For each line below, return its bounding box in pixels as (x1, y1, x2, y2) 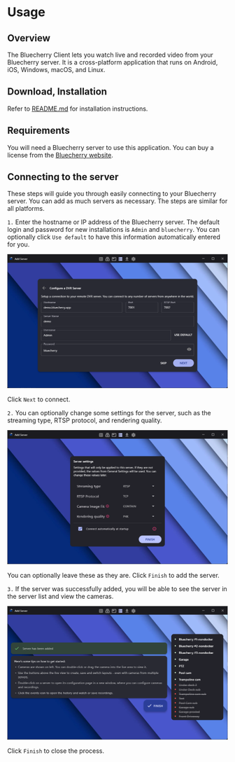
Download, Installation (7, 85, 107, 98)
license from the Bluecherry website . (7, 151, 114, 159)
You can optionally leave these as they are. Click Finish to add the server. (7, 571, 220, 579)
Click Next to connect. (7, 395, 71, 403)
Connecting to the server (7, 171, 119, 183)
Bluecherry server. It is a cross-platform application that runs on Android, (7, 58, 218, 67)
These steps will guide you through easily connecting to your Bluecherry (7, 190, 217, 198)
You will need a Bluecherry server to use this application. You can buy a (7, 143, 215, 151)
